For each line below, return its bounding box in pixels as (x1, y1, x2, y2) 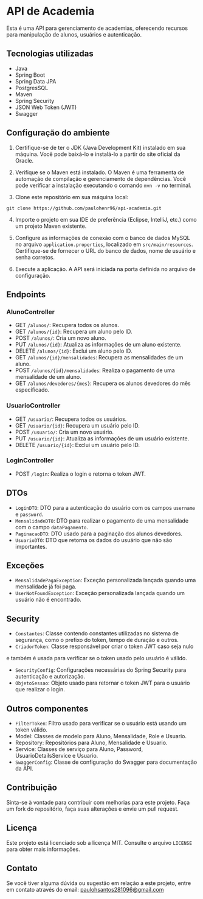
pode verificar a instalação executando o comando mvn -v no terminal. (15, 182, 191, 189)
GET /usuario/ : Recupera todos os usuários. (15, 415, 127, 423)
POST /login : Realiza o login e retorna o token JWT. (15, 470, 146, 478)
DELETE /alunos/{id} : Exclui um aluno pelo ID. (15, 347, 132, 354)
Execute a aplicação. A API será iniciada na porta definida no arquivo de (15, 265, 196, 272)
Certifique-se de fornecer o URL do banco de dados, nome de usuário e (15, 247, 196, 254)
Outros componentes (6, 703, 89, 714)
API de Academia (6, 4, 95, 18)
